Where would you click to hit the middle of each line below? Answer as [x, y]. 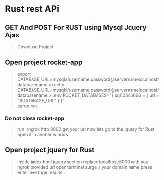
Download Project [35, 47]
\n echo [56, 84]
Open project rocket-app [44, 62]
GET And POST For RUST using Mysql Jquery [76, 27]
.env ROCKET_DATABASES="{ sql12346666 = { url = [106, 95]
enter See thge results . [41, 172]
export [24, 74]
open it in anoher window [43, 135]
